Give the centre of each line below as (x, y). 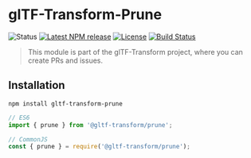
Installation (37, 85)
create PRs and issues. (65, 60)
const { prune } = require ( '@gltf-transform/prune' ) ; (100, 147)
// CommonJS (28, 139)
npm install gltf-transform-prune (66, 104)
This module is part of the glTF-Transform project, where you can (135, 52)
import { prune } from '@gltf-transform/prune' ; (90, 125)
